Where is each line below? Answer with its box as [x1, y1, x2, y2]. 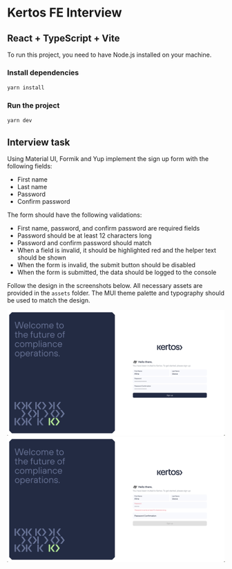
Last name [17, 183, 48, 191]
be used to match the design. [7, 296, 90, 305]
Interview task [7, 136, 70, 148]
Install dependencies [7, 68, 79, 77]
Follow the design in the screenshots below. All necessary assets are [7, 282, 203, 290]
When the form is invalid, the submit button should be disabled [17, 261, 195, 269]
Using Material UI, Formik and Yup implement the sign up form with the [7, 155, 209, 163]
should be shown [17, 253, 67, 262]
